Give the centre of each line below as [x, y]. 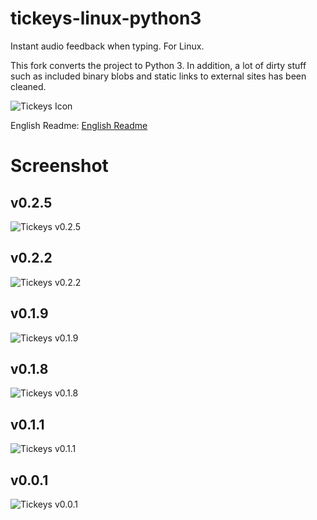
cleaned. [28, 86]
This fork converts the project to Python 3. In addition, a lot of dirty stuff [158, 65]
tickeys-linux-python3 [106, 18]
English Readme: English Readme [79, 125]
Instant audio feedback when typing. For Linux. [107, 46]
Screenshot [59, 166]
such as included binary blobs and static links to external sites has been [158, 76]
